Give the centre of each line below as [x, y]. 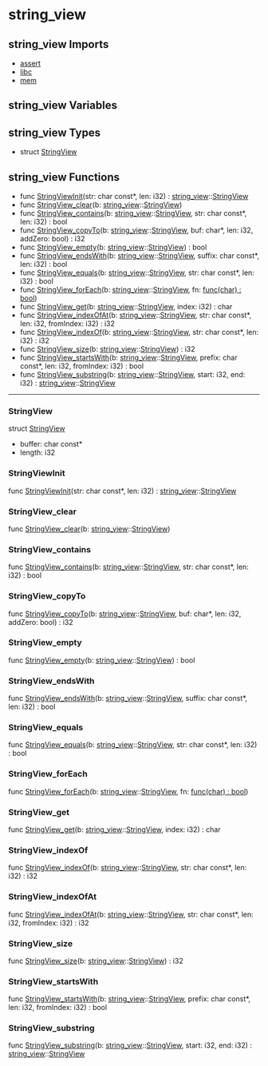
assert [30, 63]
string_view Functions [64, 177]
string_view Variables [63, 105]
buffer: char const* [51, 444]
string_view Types [55, 132]
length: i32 [37, 452]
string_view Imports [59, 44]
